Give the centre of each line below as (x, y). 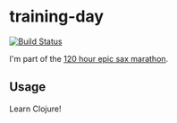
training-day (57, 17)
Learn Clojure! (35, 109)
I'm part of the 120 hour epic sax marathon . (89, 58)
